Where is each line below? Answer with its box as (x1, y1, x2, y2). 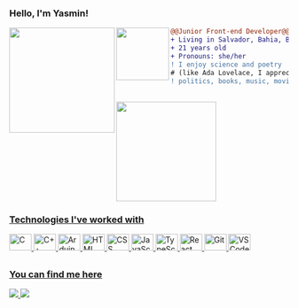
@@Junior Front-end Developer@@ (170, 27, 290, 36)
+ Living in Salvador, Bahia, (170, 35, 282, 44)
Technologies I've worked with (9, 213, 145, 226)
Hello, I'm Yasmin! (9, 7, 89, 19)
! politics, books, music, (170, 76, 271, 86)
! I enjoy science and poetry (170, 60, 282, 69)
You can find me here (9, 268, 103, 281)
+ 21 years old (170, 43, 227, 53)
